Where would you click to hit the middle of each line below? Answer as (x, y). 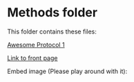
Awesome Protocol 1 (36, 44)
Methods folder (52, 13)
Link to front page (32, 58)
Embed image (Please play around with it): (67, 71)
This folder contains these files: (52, 31)
